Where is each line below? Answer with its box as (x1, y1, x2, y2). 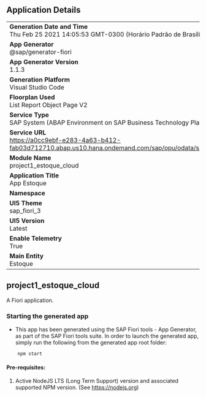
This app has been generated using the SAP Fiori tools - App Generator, (15, 325, 197, 333)
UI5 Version (9, 216, 45, 225)
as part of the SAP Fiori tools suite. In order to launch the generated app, (15, 332, 199, 339)
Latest (9, 224, 28, 233)
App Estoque (9, 179, 47, 187)
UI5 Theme (9, 199, 43, 207)
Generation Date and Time (9, 22, 88, 31)
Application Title (9, 171, 59, 180)
